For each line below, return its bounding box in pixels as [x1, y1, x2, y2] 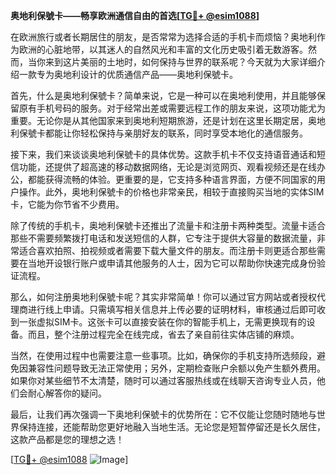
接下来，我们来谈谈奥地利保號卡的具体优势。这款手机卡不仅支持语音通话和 [10, 149, 317, 160]
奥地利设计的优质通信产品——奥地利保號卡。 [53, 69, 238, 80]
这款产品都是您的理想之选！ [10, 434, 125, 445]
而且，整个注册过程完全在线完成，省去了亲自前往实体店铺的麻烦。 [27, 329, 300, 340]
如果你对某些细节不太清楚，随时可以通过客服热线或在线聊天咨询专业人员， [10, 375, 317, 386]
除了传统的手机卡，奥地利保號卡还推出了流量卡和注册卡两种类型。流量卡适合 [10, 220, 326, 231]
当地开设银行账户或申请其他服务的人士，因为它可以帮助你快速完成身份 [27, 257, 317, 269]
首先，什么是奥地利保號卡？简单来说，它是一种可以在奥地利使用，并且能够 [10, 90, 317, 101]
